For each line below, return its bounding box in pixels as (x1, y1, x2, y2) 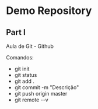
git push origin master (14, 90, 68, 97)
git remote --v (14, 96, 48, 103)
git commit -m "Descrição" (14, 84, 79, 91)
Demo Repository (6, 4, 92, 17)
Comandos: (6, 54, 34, 61)
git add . (14, 78, 35, 85)
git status (14, 72, 37, 78)
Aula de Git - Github (6, 43, 54, 50)
